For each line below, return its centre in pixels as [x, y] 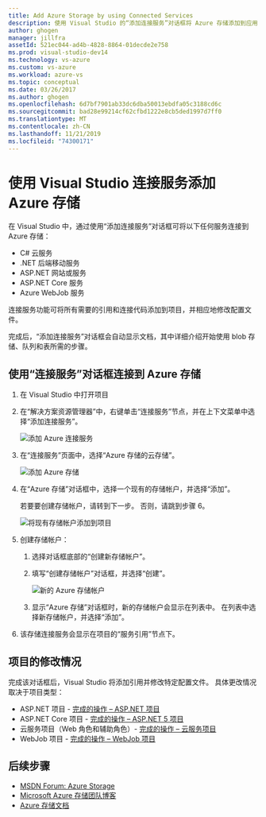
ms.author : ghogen [39, 97]
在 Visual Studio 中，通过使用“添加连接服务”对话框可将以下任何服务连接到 [129, 227]
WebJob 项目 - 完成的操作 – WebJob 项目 [88, 739]
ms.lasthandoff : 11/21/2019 [55, 134]
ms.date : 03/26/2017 [42, 89]
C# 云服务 [36, 253]
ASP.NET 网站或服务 [53, 273]
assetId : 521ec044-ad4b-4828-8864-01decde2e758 [89, 45]
